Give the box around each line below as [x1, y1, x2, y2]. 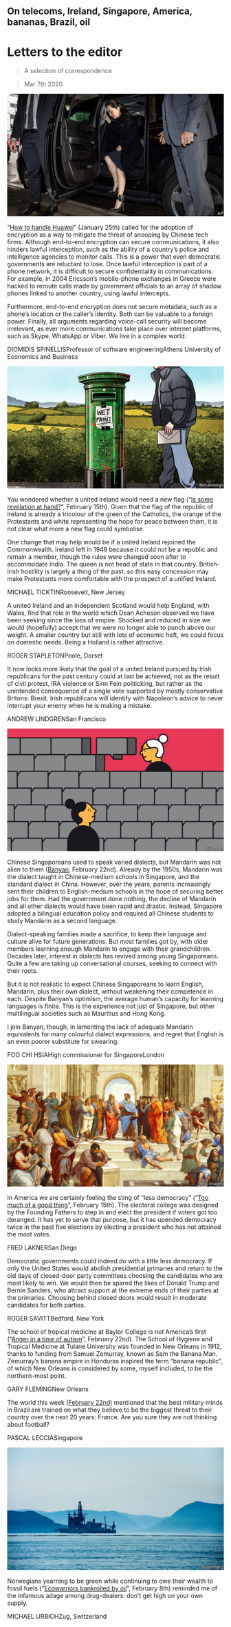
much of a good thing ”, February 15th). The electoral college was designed [7, 1201, 219, 1210]
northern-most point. [7, 1372, 67, 1380]
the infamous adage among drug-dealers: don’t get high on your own [7, 1591, 203, 1599]
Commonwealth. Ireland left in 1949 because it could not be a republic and [7, 545, 218, 554]
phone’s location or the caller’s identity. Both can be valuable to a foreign [7, 310, 213, 318]
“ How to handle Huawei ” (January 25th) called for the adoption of [7, 223, 194, 231]
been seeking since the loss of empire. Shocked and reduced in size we [7, 616, 211, 624]
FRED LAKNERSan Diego [7, 1243, 78, 1252]
